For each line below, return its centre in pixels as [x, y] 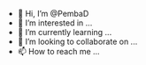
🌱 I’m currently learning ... [65, 32]
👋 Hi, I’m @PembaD [53, 14]
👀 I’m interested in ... [55, 23]
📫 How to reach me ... [58, 51]
